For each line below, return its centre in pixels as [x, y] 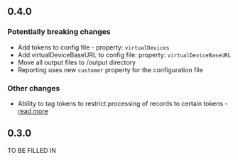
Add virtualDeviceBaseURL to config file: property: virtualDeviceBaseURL [124, 55]
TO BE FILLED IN [32, 150]
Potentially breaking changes [59, 32]
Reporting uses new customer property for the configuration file [110, 69]
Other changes [34, 88]
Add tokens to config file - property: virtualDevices [93, 47]
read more [33, 111]
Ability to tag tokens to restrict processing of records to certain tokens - [123, 103]
